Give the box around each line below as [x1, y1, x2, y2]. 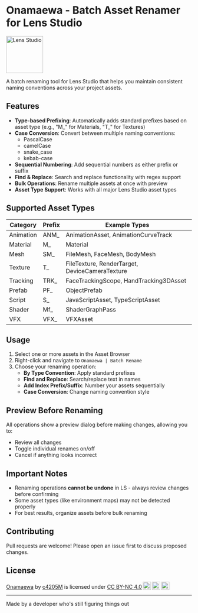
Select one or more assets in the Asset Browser [14, 351, 131, 358]
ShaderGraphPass [65, 305, 116, 313]
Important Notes [6, 468, 68, 479]
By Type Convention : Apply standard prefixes [23, 369, 136, 377]
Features [6, 101, 39, 111]
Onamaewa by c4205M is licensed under [6, 583, 106, 590]
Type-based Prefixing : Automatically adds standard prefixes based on [14, 116, 187, 124]
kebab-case [23, 154, 53, 161]
